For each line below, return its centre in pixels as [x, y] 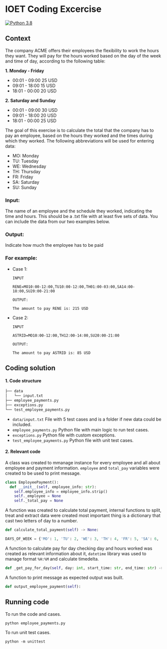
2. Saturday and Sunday [31, 100]
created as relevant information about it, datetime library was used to [76, 553]
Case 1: [20, 269]
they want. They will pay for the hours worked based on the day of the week [83, 56]
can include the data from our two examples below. [58, 221]
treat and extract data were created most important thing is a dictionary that [83, 515]
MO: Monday [26, 155]
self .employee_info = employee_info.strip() [61, 492]
